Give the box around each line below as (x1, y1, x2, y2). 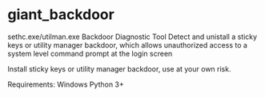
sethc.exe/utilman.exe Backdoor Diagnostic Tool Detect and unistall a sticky (7, 32, 258, 41)
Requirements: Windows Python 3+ (7, 80, 125, 89)
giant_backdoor (7, 6, 115, 24)
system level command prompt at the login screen (7, 48, 173, 58)
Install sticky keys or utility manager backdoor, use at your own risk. (7, 64, 231, 73)
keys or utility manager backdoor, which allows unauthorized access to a (7, 40, 247, 49)
